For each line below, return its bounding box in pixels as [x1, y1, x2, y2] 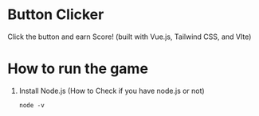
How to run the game [7, 60, 149, 78]
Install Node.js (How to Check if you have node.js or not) [18, 86, 205, 95]
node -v [18, 101, 45, 109]
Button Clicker [7, 6, 104, 24]
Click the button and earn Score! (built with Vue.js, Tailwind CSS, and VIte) [7, 32, 252, 41]
